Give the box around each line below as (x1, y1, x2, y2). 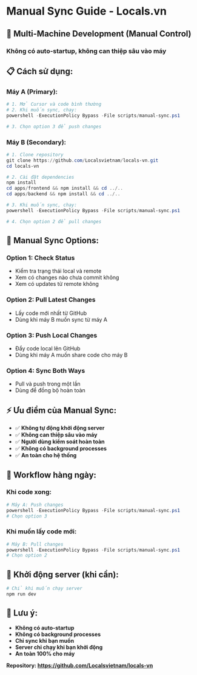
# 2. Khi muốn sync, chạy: (6, 107, 78, 113)
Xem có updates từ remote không (15, 280, 99, 288)
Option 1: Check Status (6, 254, 75, 262)
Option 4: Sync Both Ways (6, 366, 85, 375)
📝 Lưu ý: (6, 608, 38, 618)
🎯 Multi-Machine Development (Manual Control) (6, 29, 192, 39)
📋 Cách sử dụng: (6, 66, 73, 77)
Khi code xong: (6, 488, 52, 496)
